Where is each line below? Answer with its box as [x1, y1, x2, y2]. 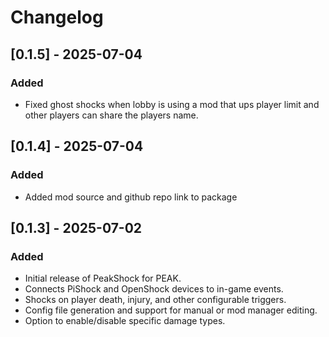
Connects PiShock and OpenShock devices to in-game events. [24, 283, 284, 295]
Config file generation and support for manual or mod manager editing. [24, 304, 318, 316]
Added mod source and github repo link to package [24, 191, 238, 203]
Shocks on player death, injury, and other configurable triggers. [24, 294, 287, 306]
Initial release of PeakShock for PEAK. [24, 272, 182, 285]
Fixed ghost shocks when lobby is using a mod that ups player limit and [24, 98, 320, 110]
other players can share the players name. [24, 109, 199, 121]
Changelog [10, 6, 104, 29]
